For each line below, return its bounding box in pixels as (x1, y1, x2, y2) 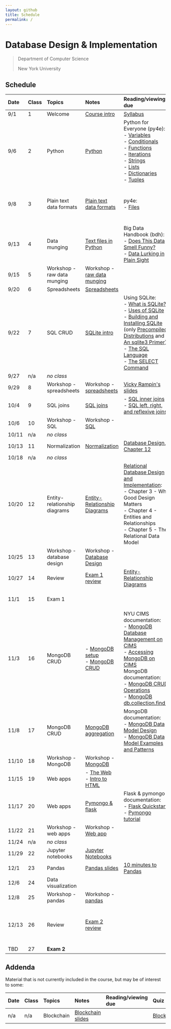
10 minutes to (123, 861, 157, 868)
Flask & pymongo (123, 790, 165, 797)
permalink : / (5, 17, 33, 22)
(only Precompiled (123, 326, 168, 333)
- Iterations (123, 151, 151, 158)
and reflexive (123, 408, 155, 416)
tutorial (123, 815, 141, 822)
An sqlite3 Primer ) (123, 339, 167, 346)
